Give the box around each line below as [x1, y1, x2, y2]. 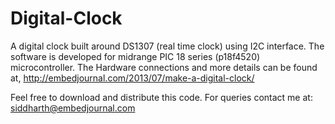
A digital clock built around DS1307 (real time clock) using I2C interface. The [10, 40, 325, 52]
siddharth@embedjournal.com [10, 102, 136, 114]
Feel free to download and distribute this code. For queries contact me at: [10, 91, 313, 103]
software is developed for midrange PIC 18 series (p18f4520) [10, 50, 261, 62]
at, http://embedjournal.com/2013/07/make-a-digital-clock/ [10, 72, 255, 84]
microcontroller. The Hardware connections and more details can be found [10, 61, 318, 73]
